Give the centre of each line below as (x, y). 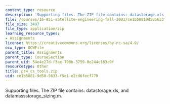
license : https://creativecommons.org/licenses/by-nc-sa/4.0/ (72, 43)
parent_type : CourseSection (35, 57)
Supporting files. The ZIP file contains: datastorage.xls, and (67, 90)
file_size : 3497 (22, 24)
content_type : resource (30, 10)
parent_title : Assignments (34, 52)
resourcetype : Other (27, 66)
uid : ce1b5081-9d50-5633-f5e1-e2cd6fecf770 (52, 76)
